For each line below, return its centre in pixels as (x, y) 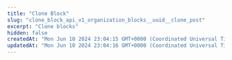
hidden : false (28, 33)
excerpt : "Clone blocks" (43, 26)
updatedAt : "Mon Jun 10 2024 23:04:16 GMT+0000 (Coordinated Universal (112, 46)
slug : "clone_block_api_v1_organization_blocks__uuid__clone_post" (106, 20)
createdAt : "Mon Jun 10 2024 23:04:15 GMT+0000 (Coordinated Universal (112, 39)
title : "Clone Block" (38, 13)
